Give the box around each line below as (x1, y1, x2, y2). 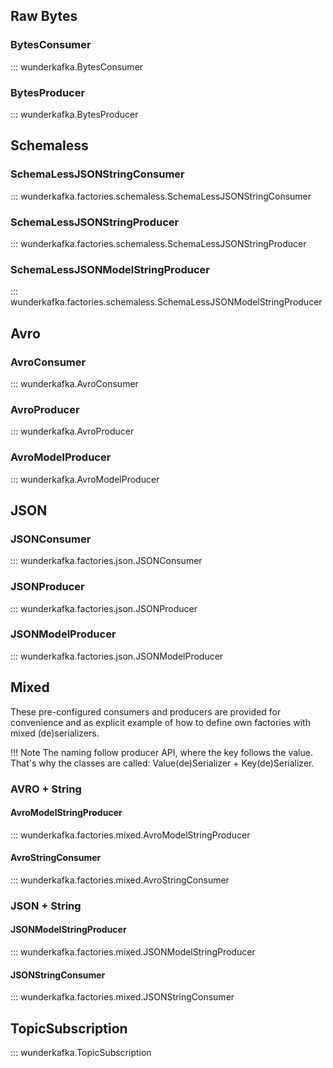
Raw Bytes (10, 8, 78, 25)
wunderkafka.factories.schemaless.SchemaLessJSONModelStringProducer (10, 296, 323, 308)
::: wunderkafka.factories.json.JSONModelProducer (10, 650, 224, 662)
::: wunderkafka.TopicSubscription (10, 1047, 152, 1059)
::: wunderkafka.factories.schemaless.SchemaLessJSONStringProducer (10, 237, 307, 249)
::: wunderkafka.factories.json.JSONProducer (10, 602, 198, 614)
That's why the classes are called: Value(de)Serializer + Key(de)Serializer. (10, 757, 315, 769)
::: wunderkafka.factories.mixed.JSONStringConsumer (10, 991, 235, 1003)
